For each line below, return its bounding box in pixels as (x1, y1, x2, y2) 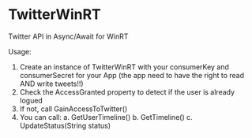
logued (19, 95, 43, 105)
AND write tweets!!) (19, 79, 85, 88)
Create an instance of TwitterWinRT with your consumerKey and (19, 62, 229, 72)
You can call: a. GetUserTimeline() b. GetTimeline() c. (19, 112, 193, 121)
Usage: (8, 47, 32, 56)
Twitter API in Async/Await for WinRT (8, 32, 129, 41)
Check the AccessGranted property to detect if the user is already (19, 87, 235, 96)
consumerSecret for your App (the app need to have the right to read (19, 70, 245, 80)
